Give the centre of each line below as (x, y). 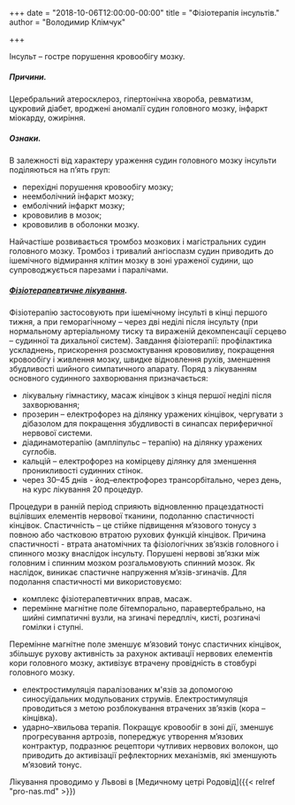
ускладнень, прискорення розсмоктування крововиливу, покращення (142, 349)
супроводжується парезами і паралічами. (89, 270)
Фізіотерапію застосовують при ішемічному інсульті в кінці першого (138, 312)
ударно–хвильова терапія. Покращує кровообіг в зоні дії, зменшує (147, 727)
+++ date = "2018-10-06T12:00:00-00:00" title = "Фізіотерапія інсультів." (144, 13)
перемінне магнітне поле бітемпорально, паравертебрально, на (144, 608)
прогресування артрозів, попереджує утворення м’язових (132, 736)
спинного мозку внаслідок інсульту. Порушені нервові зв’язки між (135, 553)
